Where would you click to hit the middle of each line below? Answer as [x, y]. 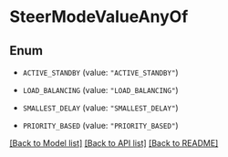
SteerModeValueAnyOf [99, 17]
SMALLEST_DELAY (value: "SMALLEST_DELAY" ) [101, 108]
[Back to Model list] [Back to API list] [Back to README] [114, 143]
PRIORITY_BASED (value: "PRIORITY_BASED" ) [101, 126]
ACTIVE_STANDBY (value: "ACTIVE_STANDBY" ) [101, 72]
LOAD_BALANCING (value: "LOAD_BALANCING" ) [101, 90]
